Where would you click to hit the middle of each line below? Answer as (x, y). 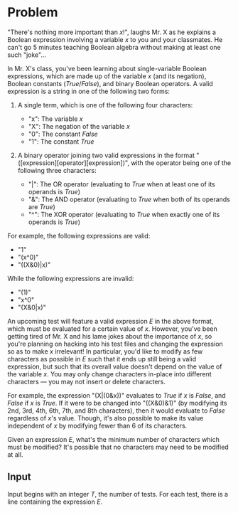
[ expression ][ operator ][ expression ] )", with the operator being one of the (126, 163)
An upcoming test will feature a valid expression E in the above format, (110, 321)
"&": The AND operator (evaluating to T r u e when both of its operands (129, 199)
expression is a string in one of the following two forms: (89, 91)
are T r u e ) (42, 206)
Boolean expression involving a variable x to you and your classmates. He (115, 39)
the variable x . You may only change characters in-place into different (109, 374)
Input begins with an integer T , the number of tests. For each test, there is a (118, 494)
